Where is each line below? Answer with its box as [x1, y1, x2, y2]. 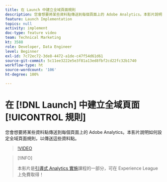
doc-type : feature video [5, 30, 57, 35]
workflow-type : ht [5, 63, 43, 68]
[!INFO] [17, 155, 33, 161]
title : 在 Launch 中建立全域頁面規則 [5, 7, 76, 12]
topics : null [5, 21, 32, 26]
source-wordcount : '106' [5, 68, 57, 73]
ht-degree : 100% [5, 72, 39, 77]
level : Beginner [5, 49, 39, 54]
